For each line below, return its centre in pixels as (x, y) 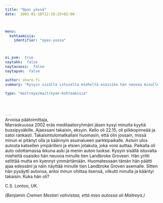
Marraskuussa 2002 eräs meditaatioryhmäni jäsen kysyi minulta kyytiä (76, 125)
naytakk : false (21, 62)
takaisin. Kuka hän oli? (27, 177)
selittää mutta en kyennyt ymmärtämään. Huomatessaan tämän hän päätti (79, 161)
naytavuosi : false (25, 67)
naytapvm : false (23, 71)
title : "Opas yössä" (26, 9)
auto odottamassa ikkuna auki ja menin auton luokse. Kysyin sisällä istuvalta (81, 151)
